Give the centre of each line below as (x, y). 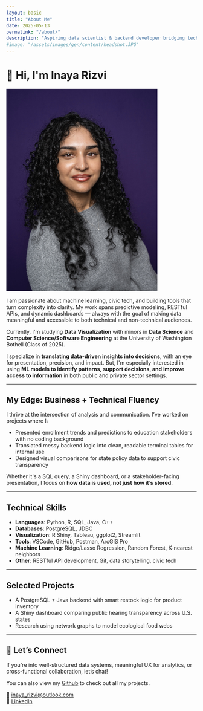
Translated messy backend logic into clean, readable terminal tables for (104, 446)
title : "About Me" (29, 19)
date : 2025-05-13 (28, 25)
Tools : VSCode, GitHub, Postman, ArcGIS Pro (72, 542)
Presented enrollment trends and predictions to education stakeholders (104, 433)
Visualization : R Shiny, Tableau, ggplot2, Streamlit (78, 535)
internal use (30, 452)
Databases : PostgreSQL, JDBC (54, 528)
